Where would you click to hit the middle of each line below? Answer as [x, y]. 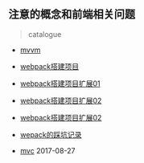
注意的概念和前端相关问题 [72, 14]
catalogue [45, 34]
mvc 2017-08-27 [47, 150]
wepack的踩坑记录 [51, 134]
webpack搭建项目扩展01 [60, 84]
